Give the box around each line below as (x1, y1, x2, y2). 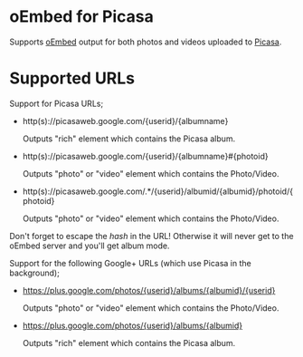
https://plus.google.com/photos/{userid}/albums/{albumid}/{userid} (22, 285, 276, 295)
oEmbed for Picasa (9, 6, 154, 27)
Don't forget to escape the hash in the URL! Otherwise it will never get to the (9, 230, 294, 241)
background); (9, 267, 61, 278)
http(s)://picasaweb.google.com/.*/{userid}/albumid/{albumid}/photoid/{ (22, 186, 294, 197)
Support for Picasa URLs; (9, 98, 104, 109)
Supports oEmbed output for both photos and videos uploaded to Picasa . (9, 36, 282, 47)
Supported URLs (9, 68, 136, 89)
